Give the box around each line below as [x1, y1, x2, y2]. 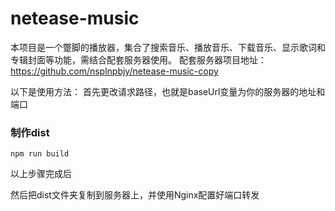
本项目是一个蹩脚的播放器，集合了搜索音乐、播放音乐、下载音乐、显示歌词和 [10, 41, 326, 53]
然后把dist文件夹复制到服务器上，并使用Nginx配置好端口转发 [10, 189, 260, 201]
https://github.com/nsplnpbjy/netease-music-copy [10, 65, 219, 77]
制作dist [10, 125, 50, 139]
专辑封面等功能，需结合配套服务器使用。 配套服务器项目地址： [10, 53, 267, 66]
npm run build [10, 149, 70, 159]
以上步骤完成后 [10, 168, 72, 180]
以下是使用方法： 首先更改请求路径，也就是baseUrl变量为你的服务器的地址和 [10, 85, 326, 97]
